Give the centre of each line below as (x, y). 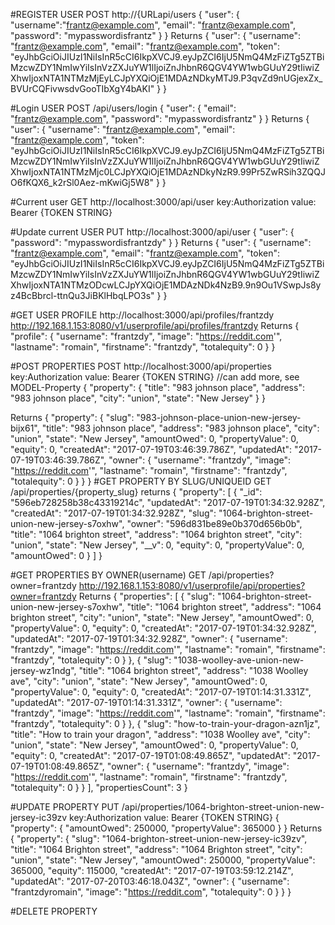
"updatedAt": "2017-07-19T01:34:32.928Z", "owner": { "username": (149, 638)
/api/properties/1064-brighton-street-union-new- (223, 807)
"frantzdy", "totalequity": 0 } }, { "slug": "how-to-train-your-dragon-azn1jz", (165, 723)
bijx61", (25, 428)
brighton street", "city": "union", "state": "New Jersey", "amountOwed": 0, (162, 617)
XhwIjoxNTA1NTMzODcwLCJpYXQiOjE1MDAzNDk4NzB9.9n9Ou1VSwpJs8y (166, 285)
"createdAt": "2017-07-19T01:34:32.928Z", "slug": (113, 513)
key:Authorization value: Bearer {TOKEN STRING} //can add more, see (155, 377)
